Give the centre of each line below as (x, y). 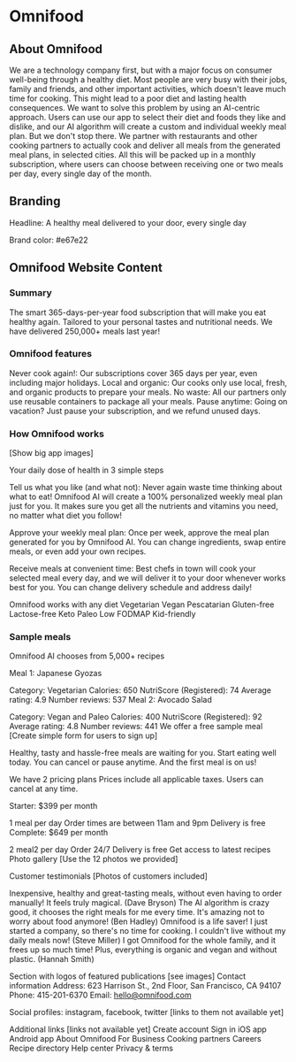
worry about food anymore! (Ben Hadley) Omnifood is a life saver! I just (138, 921)
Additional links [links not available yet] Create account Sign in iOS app (138, 1029)
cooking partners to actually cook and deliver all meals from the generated (145, 145)
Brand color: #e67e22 (49, 240)
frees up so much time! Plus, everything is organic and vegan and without (143, 950)
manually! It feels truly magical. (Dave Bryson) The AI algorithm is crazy (139, 903)
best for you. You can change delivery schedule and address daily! (131, 588)
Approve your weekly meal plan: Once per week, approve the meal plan (139, 533)
